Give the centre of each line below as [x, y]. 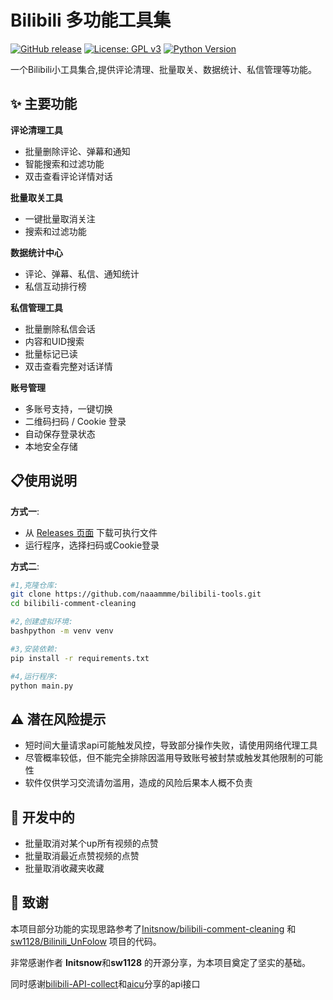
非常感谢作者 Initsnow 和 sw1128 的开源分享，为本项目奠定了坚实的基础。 [160, 962]
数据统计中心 [36, 252]
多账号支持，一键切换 [68, 408]
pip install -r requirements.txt [80, 658]
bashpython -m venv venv [62, 631]
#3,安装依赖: [34, 649]
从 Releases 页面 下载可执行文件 [91, 532]
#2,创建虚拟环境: [41, 622]
